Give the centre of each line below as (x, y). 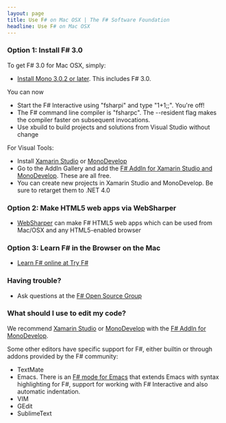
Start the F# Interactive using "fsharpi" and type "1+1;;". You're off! (111, 105)
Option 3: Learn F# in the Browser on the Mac (84, 248)
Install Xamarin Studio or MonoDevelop (72, 161)
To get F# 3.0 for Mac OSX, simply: (56, 65)
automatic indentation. (49, 391)
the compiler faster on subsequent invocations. (84, 119)
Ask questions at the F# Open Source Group (79, 295)
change (28, 134)
